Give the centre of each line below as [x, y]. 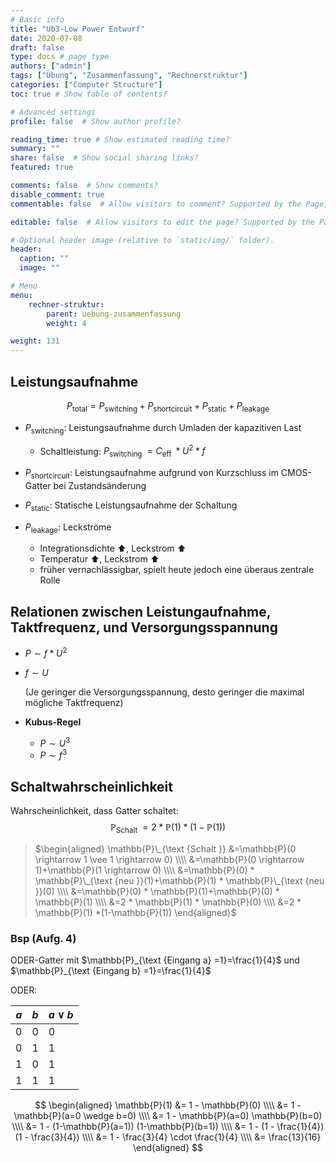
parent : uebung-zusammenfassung [114, 314]
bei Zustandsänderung [100, 485]
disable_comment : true [57, 194]
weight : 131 [35, 341]
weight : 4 [66, 323]
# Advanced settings [53, 112]
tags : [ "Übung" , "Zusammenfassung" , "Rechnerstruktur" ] [129, 76]
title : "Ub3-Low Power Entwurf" [77, 29]
